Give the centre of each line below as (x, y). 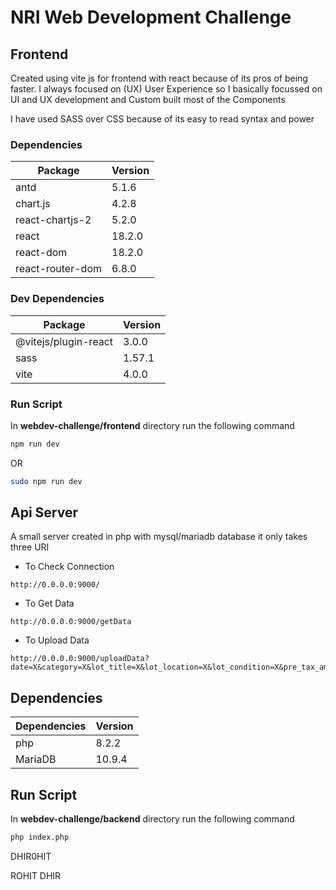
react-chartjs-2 (53, 220)
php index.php (40, 837)
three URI (30, 547)
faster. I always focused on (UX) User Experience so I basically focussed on (166, 89)
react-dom (41, 253)
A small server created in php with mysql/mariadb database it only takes (159, 537)
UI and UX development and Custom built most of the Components (148, 99)
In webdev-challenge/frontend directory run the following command (152, 425)
